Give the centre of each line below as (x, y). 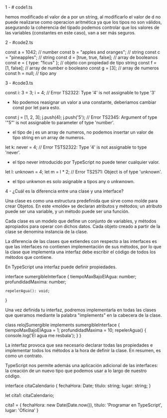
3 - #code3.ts (19, 83)
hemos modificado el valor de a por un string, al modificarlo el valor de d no (83, 17)
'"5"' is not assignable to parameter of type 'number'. (60, 122)
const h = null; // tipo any (31, 73)
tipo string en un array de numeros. (49, 137)
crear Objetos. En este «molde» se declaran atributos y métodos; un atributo (84, 206)
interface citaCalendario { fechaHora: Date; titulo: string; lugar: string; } (78, 386)
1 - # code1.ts (19, 7)
